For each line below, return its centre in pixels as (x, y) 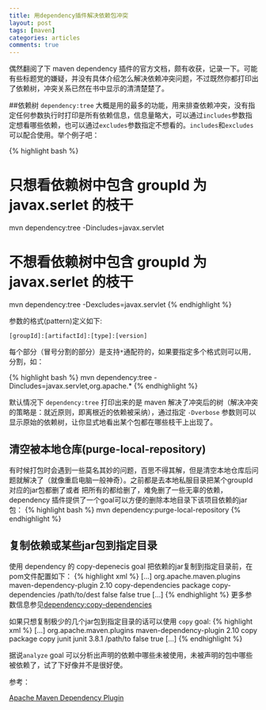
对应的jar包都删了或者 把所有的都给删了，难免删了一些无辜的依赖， (118, 489)
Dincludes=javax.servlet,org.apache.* (71, 386)
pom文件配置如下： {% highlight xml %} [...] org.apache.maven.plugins (125, 576)
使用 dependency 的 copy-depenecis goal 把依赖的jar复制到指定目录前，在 (131, 566)
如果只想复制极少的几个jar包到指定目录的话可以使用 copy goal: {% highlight (131, 621)
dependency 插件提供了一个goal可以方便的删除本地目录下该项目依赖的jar (128, 500)
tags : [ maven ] (32, 30)
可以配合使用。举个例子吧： (54, 135)
